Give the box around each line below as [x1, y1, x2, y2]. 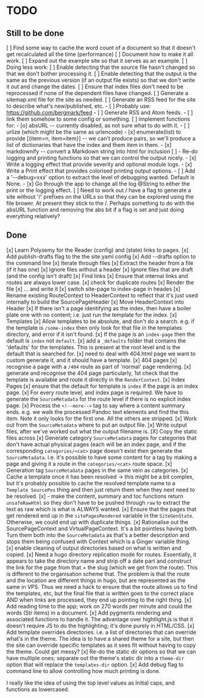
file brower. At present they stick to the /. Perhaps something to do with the [6, 199, 195, 207]
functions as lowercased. [6, 685, 69, 693]
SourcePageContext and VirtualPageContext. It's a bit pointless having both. [6, 525, 198, 532]
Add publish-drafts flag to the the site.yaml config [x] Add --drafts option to [6, 252, 196, 260]
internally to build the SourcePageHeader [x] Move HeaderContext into [6, 298, 185, 305]
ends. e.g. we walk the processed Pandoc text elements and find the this [6, 408, 189, 415]
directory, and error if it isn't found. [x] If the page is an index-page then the [6, 330, 195, 338]
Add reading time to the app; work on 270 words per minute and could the [6, 602, 192, 610]
